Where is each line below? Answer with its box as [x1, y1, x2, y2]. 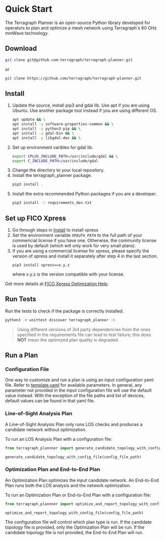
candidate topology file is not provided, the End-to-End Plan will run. [5, 530, 144, 536]
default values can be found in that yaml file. [5, 398, 95, 404]
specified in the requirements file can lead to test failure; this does [17, 332, 151, 338]
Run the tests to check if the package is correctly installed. [5, 308, 124, 314]
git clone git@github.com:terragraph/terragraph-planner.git [5, 57, 133, 62]
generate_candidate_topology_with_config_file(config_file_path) [5, 455, 141, 459]
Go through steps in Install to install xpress [12, 227, 99, 233]
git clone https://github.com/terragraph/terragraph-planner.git [5, 76, 141, 81]
